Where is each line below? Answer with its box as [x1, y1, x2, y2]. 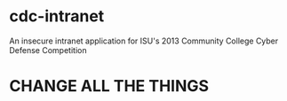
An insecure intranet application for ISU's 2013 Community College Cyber [9, 35, 279, 46]
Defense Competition [9, 44, 87, 55]
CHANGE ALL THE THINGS [9, 76, 210, 97]
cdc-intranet [9, 6, 105, 27]
